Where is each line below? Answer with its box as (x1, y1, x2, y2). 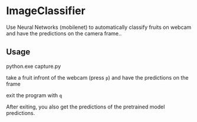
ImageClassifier (6, 4, 86, 18)
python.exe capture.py (6, 62, 61, 70)
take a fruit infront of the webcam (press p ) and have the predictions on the (6, 74, 189, 81)
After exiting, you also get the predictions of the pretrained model (6, 103, 165, 110)
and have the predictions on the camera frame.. (6, 29, 122, 37)
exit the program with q (6, 91, 63, 98)
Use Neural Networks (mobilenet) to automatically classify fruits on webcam (6, 24, 192, 31)
